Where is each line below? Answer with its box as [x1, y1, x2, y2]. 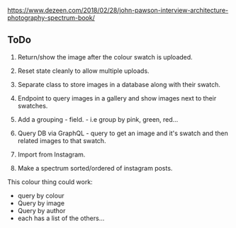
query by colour [17, 191, 64, 200]
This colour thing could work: [7, 177, 94, 186]
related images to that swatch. [17, 136, 106, 144]
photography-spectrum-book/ [7, 13, 96, 22]
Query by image [17, 198, 65, 207]
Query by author [17, 206, 66, 215]
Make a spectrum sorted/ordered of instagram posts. [17, 164, 173, 172]
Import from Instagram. [17, 150, 86, 159]
